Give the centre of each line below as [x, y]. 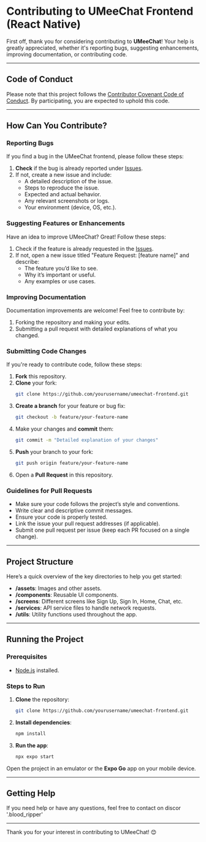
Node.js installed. [37, 670]
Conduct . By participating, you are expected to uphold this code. [88, 101]
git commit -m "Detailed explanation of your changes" [87, 440]
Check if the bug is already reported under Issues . [79, 168]
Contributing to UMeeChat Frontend [100, 11]
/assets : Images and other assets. [59, 588]
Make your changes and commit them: [64, 429]
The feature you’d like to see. [61, 268]
